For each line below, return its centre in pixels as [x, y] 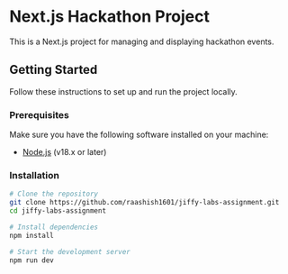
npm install [31, 235]
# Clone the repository [54, 194]
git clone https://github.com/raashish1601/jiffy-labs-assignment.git [144, 203]
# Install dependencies [54, 227]
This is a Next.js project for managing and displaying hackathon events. [142, 41]
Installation [35, 175]
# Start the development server [70, 251]
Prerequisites [39, 114]
